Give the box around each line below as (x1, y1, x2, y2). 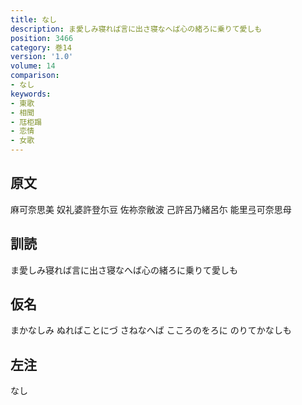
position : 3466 (10, 33, 74, 43)
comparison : (10, 71, 60, 81)
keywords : (10, 89, 52, 99)
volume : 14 (10, 61, 56, 71)
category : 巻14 (10, 42, 72, 53)
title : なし (10, 14, 57, 25)
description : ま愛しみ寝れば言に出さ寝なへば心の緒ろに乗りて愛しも (10, 24, 263, 34)
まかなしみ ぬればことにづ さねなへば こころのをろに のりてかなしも (10, 324, 292, 336)
